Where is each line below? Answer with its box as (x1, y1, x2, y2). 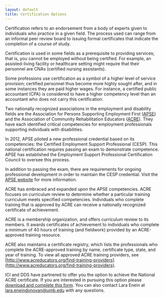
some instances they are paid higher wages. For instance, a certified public (5, 86, 157, 92)
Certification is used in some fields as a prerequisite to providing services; (5, 50, 155, 56)
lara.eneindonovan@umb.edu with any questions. (5, 287, 105, 293)
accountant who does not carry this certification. (5, 96, 104, 102)
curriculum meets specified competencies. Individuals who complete (5, 196, 144, 202)
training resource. (25, 232, 61, 238)
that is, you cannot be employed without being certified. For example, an (5, 55, 151, 61)
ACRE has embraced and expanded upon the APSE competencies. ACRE (5, 186, 152, 192)
